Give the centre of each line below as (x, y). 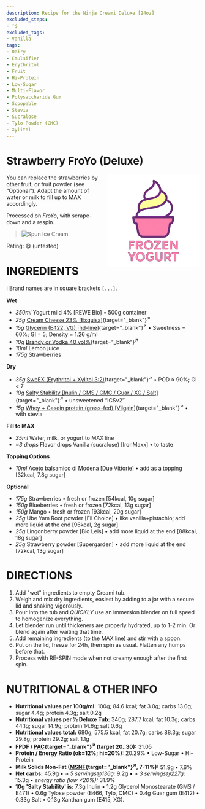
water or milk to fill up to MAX (44, 197)
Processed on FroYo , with (39, 216)
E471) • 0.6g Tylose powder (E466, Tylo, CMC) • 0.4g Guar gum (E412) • (107, 793)
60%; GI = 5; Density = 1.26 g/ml (56, 334)
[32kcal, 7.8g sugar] (40, 475)
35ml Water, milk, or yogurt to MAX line (65, 438)
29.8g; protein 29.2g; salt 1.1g (52, 739)
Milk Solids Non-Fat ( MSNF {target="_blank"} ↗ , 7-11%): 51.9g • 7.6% (104, 767)
